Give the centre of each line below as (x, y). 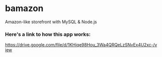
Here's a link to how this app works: (48, 34)
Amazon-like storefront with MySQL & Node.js (51, 22)
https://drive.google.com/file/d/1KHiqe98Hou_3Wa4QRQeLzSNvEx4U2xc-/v (81, 45)
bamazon (24, 8)
